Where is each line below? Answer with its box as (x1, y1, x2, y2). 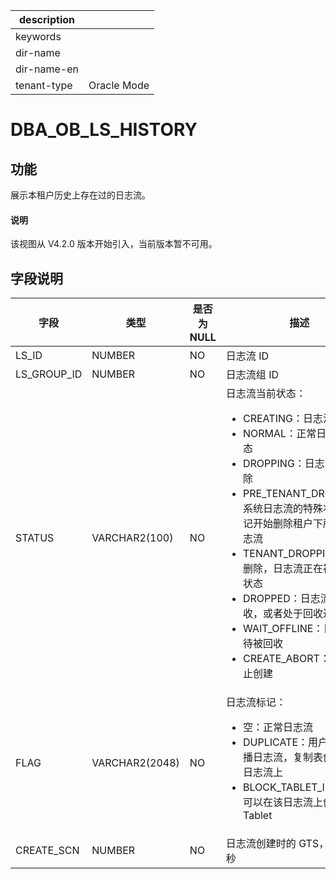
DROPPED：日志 (243, 592, 321, 606)
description (19, 13, 75, 26)
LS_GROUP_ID (15, 367, 83, 381)
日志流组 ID (225, 368, 279, 382)
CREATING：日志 (243, 412, 323, 426)
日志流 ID (225, 349, 269, 363)
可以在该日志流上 (243, 795, 324, 809)
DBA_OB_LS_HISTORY (10, 119, 198, 141)
